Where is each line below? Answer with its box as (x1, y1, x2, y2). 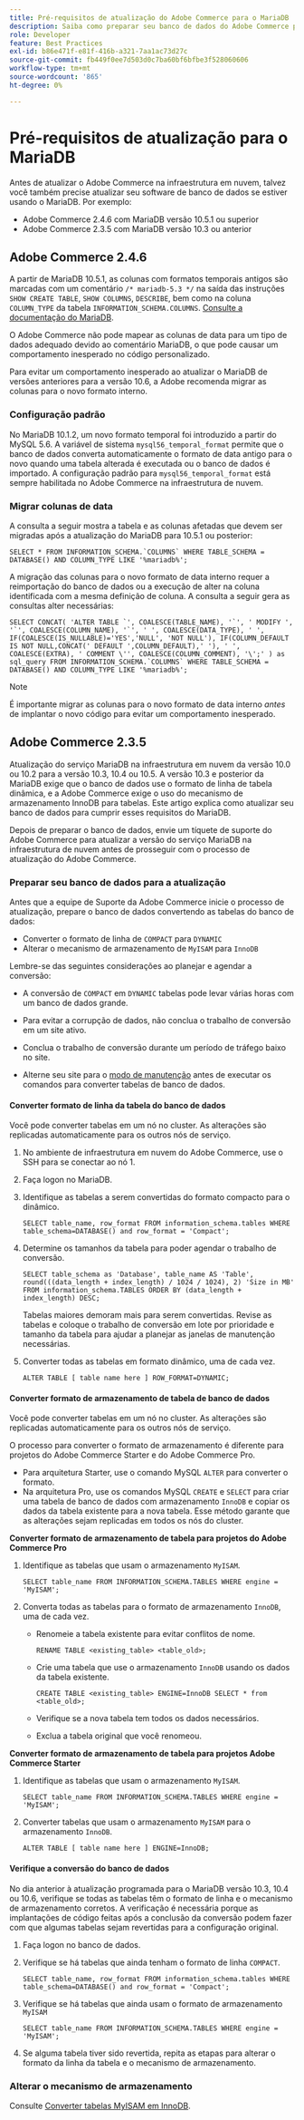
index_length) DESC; (22, 1293, 100, 1303)
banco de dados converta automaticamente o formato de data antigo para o (9, 448, 292, 459)
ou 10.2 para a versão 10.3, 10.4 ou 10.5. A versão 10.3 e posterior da (9, 768, 264, 779)
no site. (22, 1052, 51, 1063)
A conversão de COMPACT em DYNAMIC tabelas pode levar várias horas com (22, 988, 294, 999)
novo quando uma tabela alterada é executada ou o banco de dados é (9, 458, 271, 469)
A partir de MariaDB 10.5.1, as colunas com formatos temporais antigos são (9, 274, 289, 285)
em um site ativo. (22, 1025, 87, 1036)
